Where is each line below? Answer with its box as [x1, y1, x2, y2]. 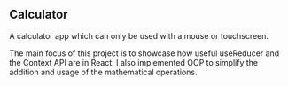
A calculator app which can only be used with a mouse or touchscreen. [9, 30, 269, 41]
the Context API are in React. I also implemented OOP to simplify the [9, 57, 259, 67]
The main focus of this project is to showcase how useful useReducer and [9, 48, 280, 59]
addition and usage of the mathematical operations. [9, 66, 198, 77]
